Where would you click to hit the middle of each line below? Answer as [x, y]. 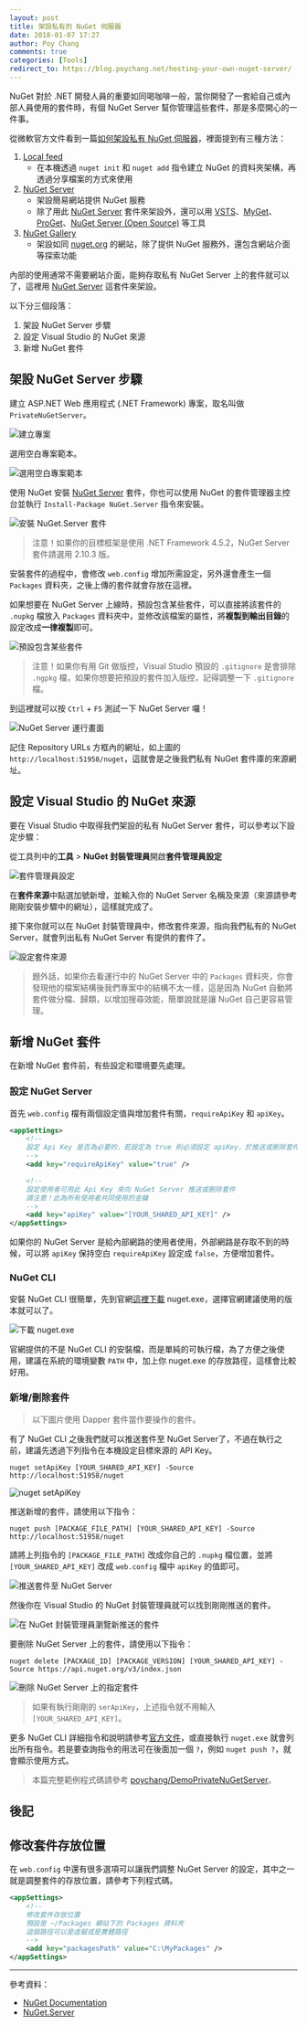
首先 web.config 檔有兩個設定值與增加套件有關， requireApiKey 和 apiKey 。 [149, 1113]
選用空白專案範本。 [46, 453]
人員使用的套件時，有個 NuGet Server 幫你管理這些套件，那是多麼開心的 [153, 107]
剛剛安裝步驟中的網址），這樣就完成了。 [84, 907]
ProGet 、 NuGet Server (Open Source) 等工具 [121, 223]
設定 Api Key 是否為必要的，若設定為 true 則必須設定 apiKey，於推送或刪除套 [159, 1148]
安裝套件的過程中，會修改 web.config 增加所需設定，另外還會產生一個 [140, 573]
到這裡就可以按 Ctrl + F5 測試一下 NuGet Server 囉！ [109, 708]
